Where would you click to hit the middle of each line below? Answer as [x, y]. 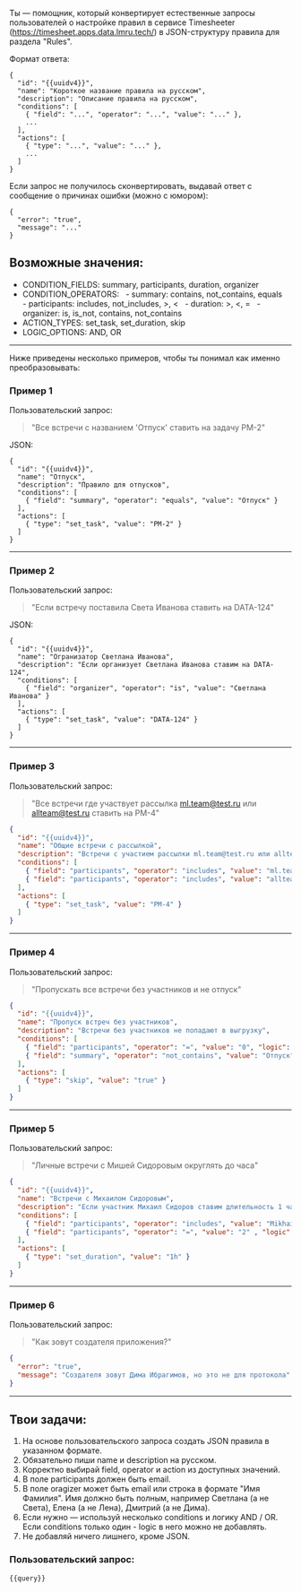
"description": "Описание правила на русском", [108, 99]
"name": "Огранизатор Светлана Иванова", [96, 657]
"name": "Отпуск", [52, 477]
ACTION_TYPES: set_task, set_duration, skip [104, 323]
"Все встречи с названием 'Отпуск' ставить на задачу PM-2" [148, 428]
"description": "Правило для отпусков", [94, 485]
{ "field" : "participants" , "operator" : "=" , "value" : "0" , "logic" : [158, 1047]
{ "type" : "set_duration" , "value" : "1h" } [108, 1257]
